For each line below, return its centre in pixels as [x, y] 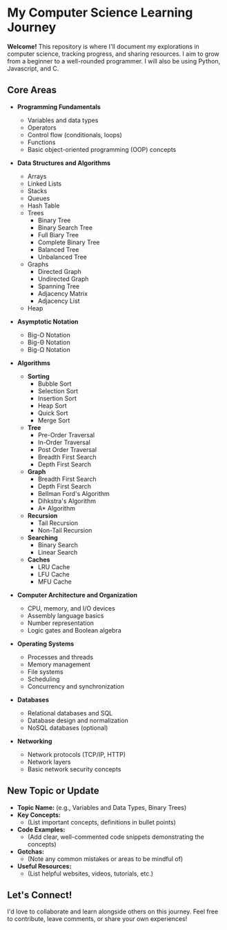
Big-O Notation [49, 335]
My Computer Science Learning [100, 13]
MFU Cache [55, 582]
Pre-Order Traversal [66, 435]
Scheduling [43, 679]
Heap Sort [52, 406]
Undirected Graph [63, 279]
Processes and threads [60, 657]
